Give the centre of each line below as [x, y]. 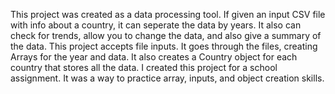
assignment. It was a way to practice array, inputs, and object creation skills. [167, 78]
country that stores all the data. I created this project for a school [144, 67]
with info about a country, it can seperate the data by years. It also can [156, 25]
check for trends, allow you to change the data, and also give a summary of [166, 35]
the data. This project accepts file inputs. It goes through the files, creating [164, 46]
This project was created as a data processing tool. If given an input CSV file [168, 14]
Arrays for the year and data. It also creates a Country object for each [154, 57]
